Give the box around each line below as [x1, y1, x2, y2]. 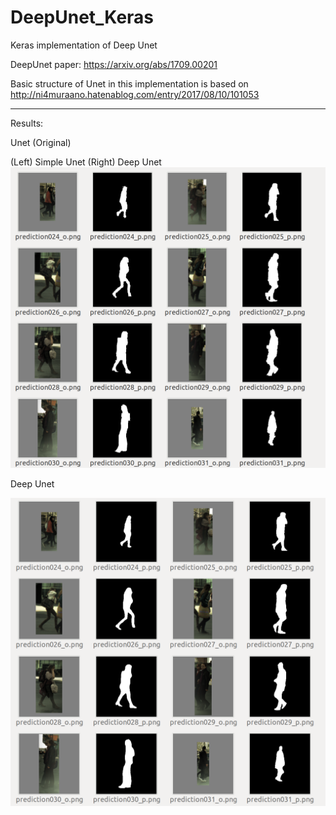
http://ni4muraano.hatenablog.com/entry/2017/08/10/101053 [10, 88, 260, 100]
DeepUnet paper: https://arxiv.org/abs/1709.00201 [10, 58, 218, 70]
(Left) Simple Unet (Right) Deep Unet [10, 156, 162, 168]
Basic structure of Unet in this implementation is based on [10, 77, 249, 90]
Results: [10, 117, 44, 129]
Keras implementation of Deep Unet [10, 39, 158, 51]
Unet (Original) [10, 136, 72, 148]
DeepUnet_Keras [10, 6, 155, 29]
